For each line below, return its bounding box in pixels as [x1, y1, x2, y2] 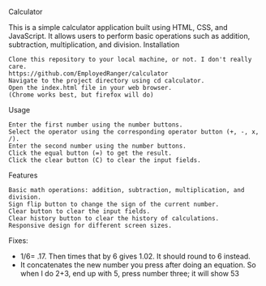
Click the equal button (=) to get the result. [8, 149, 173, 157]
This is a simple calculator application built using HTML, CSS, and [8, 23, 229, 32]
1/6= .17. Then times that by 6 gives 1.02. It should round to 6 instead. [19, 251, 251, 261]
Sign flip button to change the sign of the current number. [8, 200, 220, 208]
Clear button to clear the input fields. [8, 207, 151, 216]
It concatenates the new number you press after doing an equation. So [19, 260, 257, 270]
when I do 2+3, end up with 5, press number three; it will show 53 [19, 269, 239, 278]
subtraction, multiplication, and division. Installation [8, 40, 180, 49]
